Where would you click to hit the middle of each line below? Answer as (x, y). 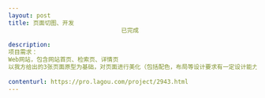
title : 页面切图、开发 (41, 23)
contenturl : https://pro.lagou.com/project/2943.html (99, 81)
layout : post (30, 15)
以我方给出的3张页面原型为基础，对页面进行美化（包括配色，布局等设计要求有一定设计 (127, 67)
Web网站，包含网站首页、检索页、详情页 (63, 60)
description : (30, 45)
